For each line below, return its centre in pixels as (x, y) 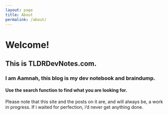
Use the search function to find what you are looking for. (66, 90)
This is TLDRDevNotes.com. (51, 64)
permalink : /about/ (26, 19)
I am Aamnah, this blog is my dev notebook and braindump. (80, 78)
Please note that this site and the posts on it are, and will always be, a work (84, 102)
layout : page (19, 10)
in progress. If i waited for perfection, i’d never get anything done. (74, 107)
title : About (19, 15)
